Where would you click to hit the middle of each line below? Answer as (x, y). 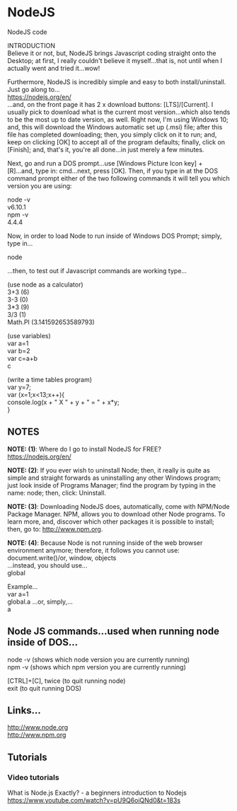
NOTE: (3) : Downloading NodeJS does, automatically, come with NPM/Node (118, 506)
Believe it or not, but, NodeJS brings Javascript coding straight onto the (112, 53)
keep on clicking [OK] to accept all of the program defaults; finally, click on (116, 142)
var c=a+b (22, 358)
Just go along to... (34, 89)
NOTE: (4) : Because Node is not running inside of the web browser (105, 543)
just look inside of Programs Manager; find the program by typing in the (111, 485)
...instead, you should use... (47, 565)
